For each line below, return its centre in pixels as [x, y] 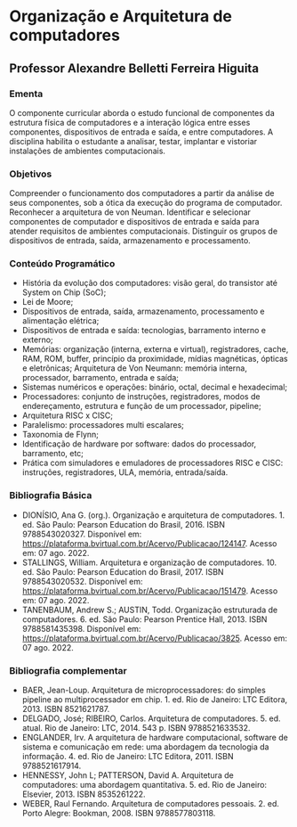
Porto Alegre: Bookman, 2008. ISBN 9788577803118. [119, 814]
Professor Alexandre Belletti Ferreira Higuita [134, 68]
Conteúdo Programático [62, 264]
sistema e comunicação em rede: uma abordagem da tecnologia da [145, 747]
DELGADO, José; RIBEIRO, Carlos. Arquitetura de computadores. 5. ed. [152, 718]
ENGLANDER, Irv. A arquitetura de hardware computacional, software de [155, 738]
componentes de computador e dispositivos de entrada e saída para [134, 222]
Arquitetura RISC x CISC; [68, 415]
